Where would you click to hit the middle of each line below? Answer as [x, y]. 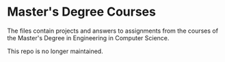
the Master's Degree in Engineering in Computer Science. [88, 37]
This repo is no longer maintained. [55, 51]
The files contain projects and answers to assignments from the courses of [113, 31]
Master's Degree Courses [81, 12]
